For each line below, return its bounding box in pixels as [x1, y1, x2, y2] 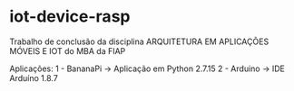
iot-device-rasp [9, 6, 131, 27]
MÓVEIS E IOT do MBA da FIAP [9, 45, 126, 56]
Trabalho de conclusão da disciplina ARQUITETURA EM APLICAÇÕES [9, 36, 269, 47]
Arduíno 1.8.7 [9, 72, 59, 83]
